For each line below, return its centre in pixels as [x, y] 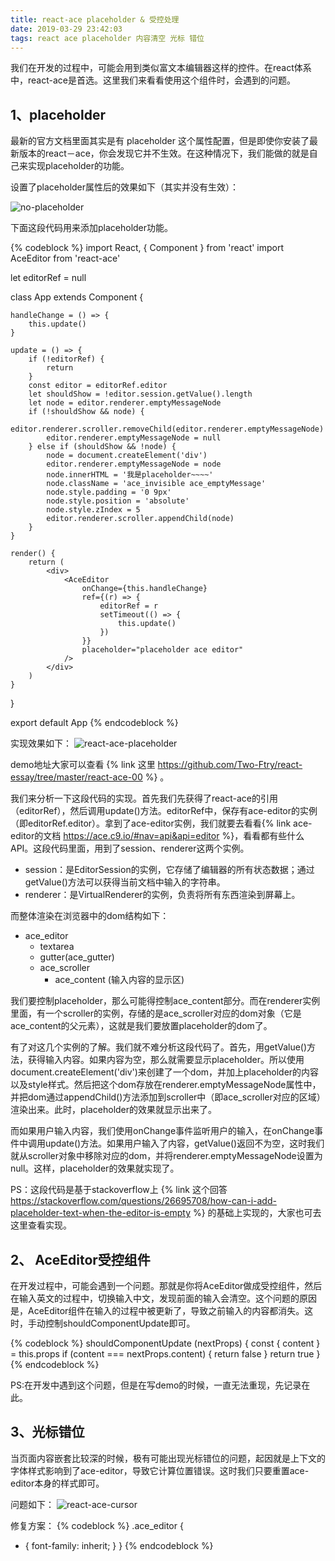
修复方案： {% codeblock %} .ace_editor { [97, 1525]
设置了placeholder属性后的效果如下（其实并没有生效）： [125, 187]
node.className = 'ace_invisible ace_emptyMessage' [156, 484]
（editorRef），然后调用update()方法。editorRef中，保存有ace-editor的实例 [164, 811]
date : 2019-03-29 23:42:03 [66, 29]
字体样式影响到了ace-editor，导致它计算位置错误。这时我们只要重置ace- [160, 1470]
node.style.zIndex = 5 [93, 510]
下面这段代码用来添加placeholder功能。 [92, 228]
